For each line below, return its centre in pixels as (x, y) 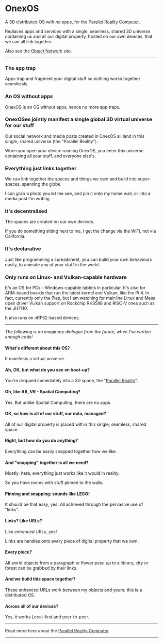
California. (15, 236)
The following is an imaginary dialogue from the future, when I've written (78, 332)
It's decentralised (26, 211)
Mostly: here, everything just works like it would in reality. (62, 473)
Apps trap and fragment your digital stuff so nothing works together (73, 79)
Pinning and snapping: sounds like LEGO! (47, 494)
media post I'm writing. (28, 199)
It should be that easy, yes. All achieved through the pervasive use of (74, 504)
